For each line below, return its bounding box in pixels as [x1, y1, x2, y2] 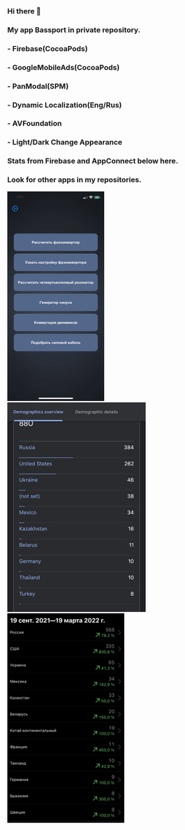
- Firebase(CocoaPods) [7, 43, 89, 53]
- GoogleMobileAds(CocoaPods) [7, 62, 120, 72]
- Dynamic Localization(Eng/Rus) [7, 100, 122, 110]
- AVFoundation [7, 119, 62, 129]
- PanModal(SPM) [7, 81, 69, 91]
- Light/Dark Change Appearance [7, 138, 123, 147]
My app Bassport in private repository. [7, 24, 141, 34]
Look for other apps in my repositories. [7, 175, 142, 184]
